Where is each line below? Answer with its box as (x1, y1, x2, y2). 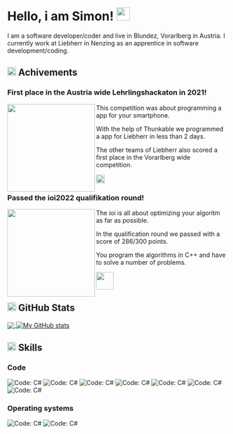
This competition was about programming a (96, 104, 222, 112)
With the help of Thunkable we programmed (96, 125, 224, 133)
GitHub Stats (17, 302, 76, 314)
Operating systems (7, 403, 74, 413)
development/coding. (7, 46, 69, 55)
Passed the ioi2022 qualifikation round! (7, 192, 145, 202)
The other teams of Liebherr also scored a (96, 146, 218, 154)
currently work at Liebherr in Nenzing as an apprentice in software (7, 38, 199, 47)
